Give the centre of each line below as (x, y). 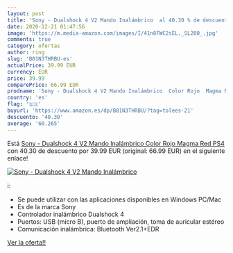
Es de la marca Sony (46, 206)
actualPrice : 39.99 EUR (42, 65)
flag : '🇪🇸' (24, 104)
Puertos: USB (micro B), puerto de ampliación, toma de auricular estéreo (121, 221)
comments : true (29, 40)
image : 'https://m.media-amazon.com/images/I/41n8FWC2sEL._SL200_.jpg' (113, 33)
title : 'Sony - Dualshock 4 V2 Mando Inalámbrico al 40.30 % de (103, 20)
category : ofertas (34, 46)
